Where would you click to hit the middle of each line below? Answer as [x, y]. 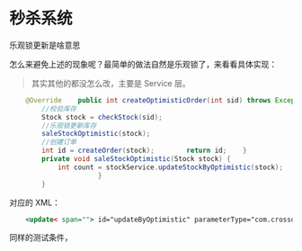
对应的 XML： [35, 202]
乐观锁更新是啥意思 [45, 45]
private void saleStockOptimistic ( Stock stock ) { [136, 159]
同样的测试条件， [41, 238]
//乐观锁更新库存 [69, 126]
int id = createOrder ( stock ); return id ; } [144, 151]
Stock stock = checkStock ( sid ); [102, 117]
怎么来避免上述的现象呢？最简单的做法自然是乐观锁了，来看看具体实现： [143, 64]
